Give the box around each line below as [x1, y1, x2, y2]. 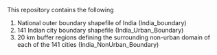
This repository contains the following [7, 6, 115, 14]
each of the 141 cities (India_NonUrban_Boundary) [16, 41, 159, 48]
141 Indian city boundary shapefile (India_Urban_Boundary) [16, 26, 184, 34]
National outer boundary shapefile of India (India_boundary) [16, 19, 187, 26]
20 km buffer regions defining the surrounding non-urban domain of [16, 33, 211, 41]
